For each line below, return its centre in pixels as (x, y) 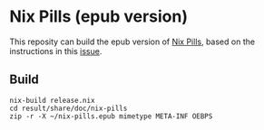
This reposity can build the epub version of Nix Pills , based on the (132, 42)
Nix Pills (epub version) (99, 17)
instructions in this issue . (56, 51)
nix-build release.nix (52, 100)
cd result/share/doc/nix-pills (68, 108)
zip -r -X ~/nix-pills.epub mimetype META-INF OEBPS (111, 116)
